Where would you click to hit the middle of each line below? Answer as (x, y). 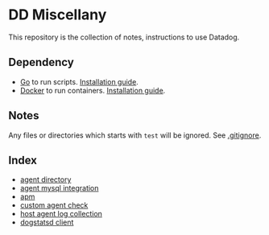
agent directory (46, 179)
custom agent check (54, 205)
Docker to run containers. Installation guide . (93, 90)
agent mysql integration (59, 188)
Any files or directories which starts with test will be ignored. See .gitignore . (135, 135)
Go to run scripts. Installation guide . (79, 81)
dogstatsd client (47, 222)
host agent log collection (61, 214)
